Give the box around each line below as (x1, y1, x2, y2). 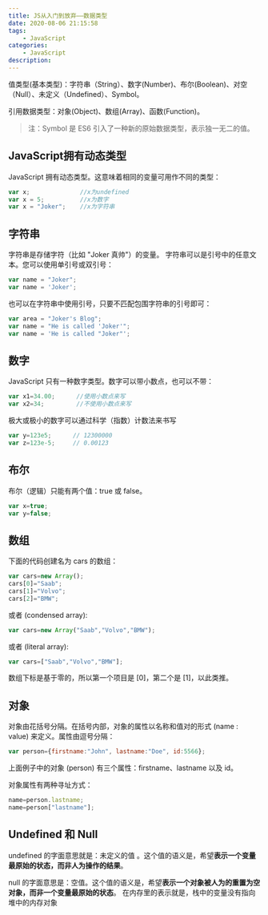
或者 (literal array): (8, 642, 70, 651)
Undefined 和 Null (8, 828, 98, 841)
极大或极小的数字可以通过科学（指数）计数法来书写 (8, 416, 177, 425)
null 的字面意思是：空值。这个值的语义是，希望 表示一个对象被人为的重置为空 (8, 877, 261, 887)
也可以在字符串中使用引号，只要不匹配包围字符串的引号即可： (8, 298, 212, 308)
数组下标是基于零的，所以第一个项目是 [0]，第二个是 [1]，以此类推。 (8, 673, 234, 683)
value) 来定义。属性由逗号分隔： (8, 732, 115, 741)
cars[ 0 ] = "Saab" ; (8, 580, 62, 588)
